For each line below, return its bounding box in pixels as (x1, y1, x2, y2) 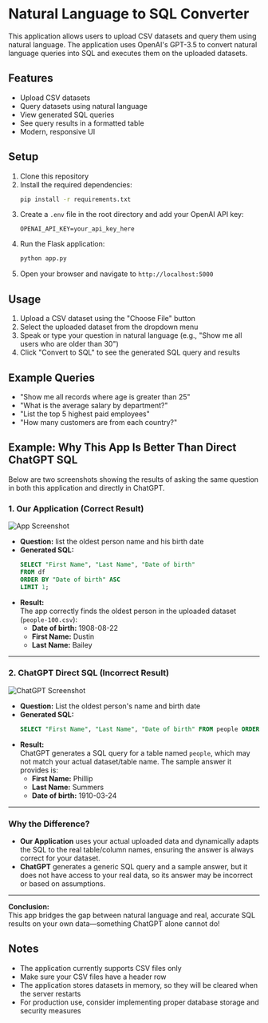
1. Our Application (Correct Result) (8, 503, 144, 514)
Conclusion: (8, 902, 50, 912)
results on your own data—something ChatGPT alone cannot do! (8, 919, 221, 929)
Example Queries (8, 371, 96, 384)
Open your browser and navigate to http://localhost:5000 (19, 269, 214, 279)
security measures (19, 1005, 81, 1015)
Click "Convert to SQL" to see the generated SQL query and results (19, 347, 241, 357)
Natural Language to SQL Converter (8, 5, 250, 23)
